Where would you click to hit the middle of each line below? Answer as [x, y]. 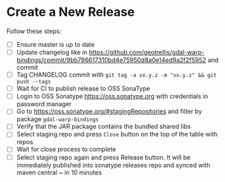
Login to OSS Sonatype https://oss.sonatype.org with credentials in [112, 97]
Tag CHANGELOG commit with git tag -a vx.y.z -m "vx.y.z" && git [116, 75]
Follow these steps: [34, 31]
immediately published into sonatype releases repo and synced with [114, 165]
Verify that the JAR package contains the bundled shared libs [104, 127]
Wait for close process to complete [66, 150]
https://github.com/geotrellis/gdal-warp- [147, 52]
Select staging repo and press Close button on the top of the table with [117, 134]
